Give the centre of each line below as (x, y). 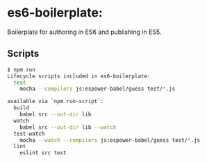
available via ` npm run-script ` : (56, 102)
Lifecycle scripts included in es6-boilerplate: (79, 76)
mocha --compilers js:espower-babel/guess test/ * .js (98, 89)
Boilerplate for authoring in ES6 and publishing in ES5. (84, 32)
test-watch (29, 134)
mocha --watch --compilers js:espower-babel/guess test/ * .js (110, 140)
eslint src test (43, 153)
